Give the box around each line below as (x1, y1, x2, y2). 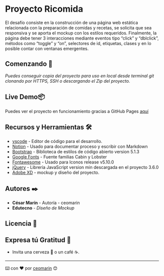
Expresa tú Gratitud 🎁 (5, 236, 71, 244)
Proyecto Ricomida (5, 3, 83, 15)
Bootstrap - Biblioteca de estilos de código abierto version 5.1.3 (12, 149, 140, 155)
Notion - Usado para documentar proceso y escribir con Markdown (12, 143, 148, 150)
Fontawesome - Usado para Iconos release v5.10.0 (12, 159, 114, 165)
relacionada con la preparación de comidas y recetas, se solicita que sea (5, 24, 152, 30)
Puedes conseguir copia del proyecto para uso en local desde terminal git (5, 72, 154, 79)
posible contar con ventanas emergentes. (5, 46, 89, 51)
